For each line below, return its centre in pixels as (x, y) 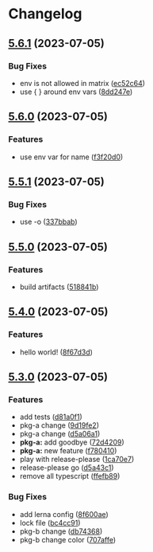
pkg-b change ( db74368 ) (61, 531)
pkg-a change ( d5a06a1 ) (60, 434)
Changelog (45, 14)
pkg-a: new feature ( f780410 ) (68, 451)
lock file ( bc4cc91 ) (50, 523)
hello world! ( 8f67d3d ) (56, 352)
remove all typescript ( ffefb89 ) (70, 476)
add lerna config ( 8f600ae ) (64, 514)
